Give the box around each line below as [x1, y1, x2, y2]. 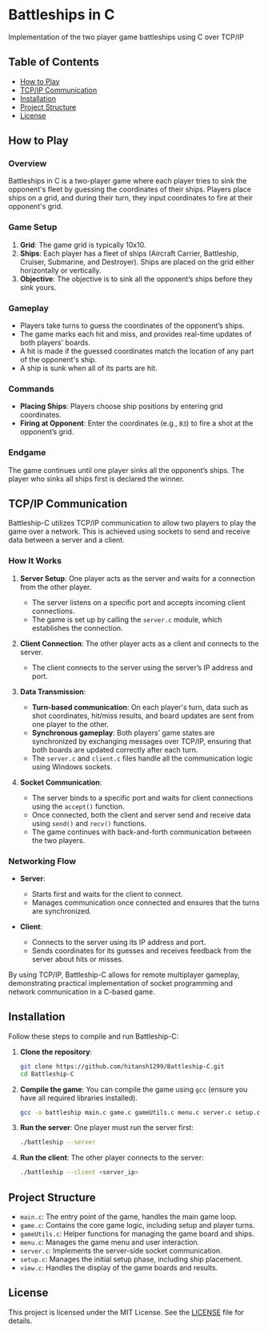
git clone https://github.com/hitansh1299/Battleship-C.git [19, 1062, 225, 1071]
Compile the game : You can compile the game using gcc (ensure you [19, 1084, 248, 1094]
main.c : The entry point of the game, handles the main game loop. [19, 1212, 238, 1221]
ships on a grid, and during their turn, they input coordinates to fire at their [8, 193, 254, 203]
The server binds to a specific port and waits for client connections [31, 793, 254, 802]
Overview [8, 158, 47, 169]
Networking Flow [8, 855, 77, 866]
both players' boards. [19, 338, 90, 348]
